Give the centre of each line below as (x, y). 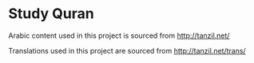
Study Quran (51, 14)
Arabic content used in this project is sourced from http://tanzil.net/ (119, 35)
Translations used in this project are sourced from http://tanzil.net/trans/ (127, 50)
